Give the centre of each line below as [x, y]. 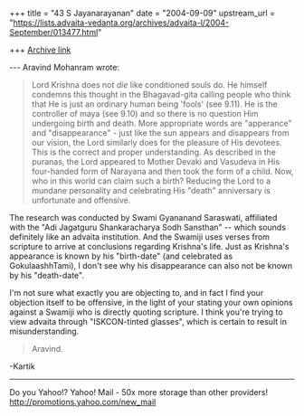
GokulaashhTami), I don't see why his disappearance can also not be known [151, 265]
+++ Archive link [40, 50]
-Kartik [22, 366]
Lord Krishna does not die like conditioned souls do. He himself [149, 85]
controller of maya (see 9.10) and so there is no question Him [145, 113]
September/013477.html [54, 32]
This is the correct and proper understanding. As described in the [153, 152]
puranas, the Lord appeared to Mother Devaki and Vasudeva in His [156, 161]
